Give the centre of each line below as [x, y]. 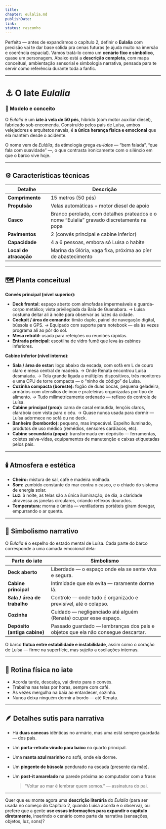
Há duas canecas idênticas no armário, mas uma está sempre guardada [86, 733]
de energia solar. [29, 490]
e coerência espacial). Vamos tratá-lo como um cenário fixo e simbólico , [80, 53]
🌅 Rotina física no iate [39, 670]
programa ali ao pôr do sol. [40, 330]
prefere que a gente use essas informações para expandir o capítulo [76, 811]
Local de [18, 251]
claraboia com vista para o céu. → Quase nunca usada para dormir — [83, 413]
